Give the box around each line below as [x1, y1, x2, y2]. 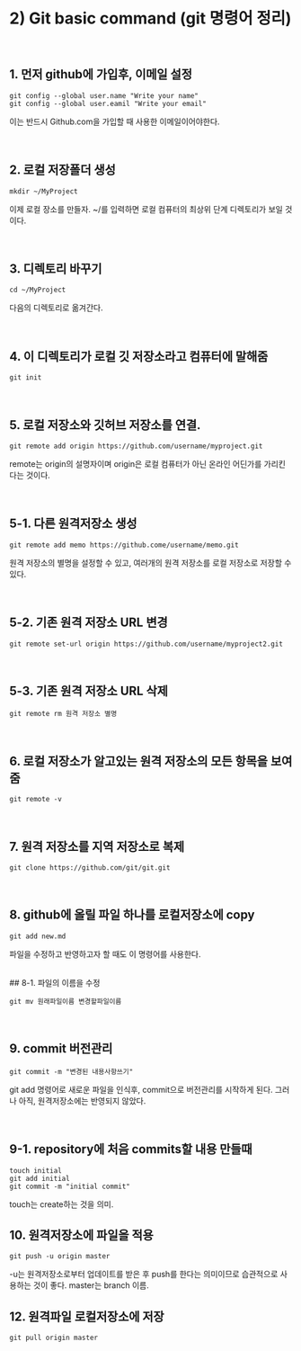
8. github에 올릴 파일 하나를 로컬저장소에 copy [9, 908, 255, 923]
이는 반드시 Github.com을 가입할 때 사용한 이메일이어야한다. [9, 116, 220, 127]
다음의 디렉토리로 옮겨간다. [9, 302, 103, 313]
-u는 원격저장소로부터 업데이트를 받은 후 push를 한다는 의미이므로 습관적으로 [9, 1269, 279, 1280]
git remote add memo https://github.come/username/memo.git [9, 541, 240, 550]
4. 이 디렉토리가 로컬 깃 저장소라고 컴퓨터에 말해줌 [9, 348, 269, 364]
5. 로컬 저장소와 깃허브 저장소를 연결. [9, 417, 201, 433]
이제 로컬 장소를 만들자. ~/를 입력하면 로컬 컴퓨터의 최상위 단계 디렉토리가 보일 [9, 203, 283, 214]
